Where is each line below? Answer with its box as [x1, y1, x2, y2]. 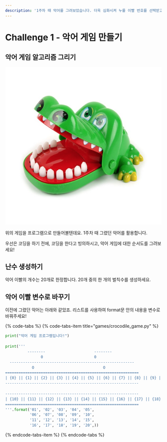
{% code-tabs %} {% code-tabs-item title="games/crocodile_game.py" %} [5, 323, 159, 329]
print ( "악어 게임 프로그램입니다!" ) [5, 333, 70, 339]
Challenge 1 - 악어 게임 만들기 [5, 31, 123, 43]
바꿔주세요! [5, 313, 27, 319]
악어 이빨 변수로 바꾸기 [5, 292, 71, 301]
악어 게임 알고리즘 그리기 [5, 53, 76, 62]
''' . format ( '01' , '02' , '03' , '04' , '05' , [5, 407, 94, 412]
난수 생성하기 [5, 262, 43, 271]
